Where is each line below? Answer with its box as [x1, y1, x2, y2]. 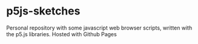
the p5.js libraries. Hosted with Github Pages [6, 30, 117, 37]
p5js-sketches [6, 4, 80, 18]
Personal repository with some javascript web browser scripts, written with [6, 24, 193, 31]
